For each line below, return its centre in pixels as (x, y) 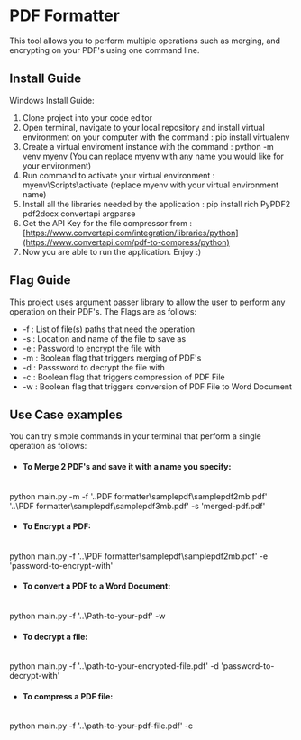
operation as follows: (48, 446)
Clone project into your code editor (87, 117)
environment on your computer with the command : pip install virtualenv (156, 137)
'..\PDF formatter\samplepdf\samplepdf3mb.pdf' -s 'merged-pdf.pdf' (137, 506)
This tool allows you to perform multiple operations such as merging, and (145, 41)
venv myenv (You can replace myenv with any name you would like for (153, 156)
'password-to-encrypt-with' (61, 565)
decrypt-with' (35, 676)
